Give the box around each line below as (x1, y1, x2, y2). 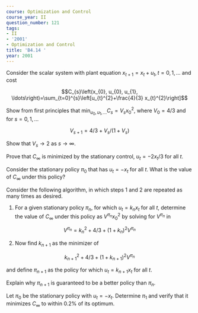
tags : (6, 25, 20, 31)
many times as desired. (6, 193, 63, 200)
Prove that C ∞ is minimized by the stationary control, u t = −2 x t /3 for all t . (6, 152, 184, 161)
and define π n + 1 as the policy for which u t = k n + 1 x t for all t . (6, 266, 152, 274)
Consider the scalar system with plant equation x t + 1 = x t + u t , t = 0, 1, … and (6, 69, 191, 78)
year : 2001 (6, 53, 33, 59)
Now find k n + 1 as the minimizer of (14, 239, 99, 248)
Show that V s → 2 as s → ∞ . (6, 140, 76, 148)
